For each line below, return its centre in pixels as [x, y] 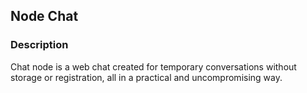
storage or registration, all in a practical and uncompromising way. [146, 77]
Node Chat [44, 16]
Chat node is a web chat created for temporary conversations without [153, 66]
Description [39, 45]
